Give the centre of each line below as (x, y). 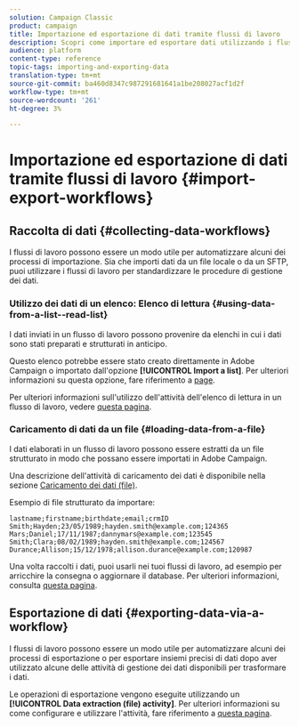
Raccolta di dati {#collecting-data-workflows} (140, 231)
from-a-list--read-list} (59, 315)
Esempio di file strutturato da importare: (82, 502)
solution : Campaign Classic (61, 17)
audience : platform (45, 51)
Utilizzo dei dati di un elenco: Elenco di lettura (110, 303)
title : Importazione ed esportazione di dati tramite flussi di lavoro (145, 34)
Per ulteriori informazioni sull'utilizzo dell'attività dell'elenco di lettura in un (145, 397)
